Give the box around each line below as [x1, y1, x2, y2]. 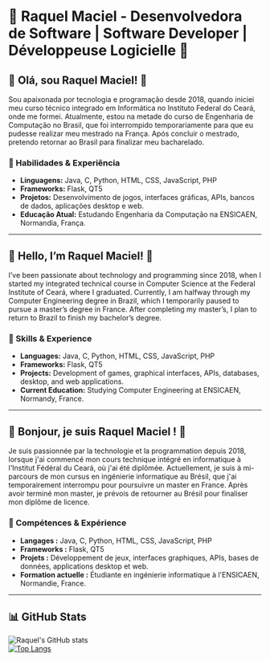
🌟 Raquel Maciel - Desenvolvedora [8, 7, 243, 26]
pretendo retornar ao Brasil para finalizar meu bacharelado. [8, 137, 205, 147]
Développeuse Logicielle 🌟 [8, 42, 189, 59]
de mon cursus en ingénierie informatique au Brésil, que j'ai [39, 471, 237, 481]
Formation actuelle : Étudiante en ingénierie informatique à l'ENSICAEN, [19, 569, 260, 579]
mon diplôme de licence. [8, 497, 90, 507]
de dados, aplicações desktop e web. [19, 201, 145, 211]
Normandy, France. [19, 394, 84, 404]
